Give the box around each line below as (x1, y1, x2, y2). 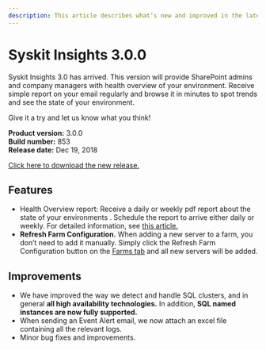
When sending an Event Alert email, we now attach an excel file (19, 316, 227, 325)
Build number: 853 (8, 137, 71, 146)
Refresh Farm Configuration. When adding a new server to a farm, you (19, 229, 253, 239)
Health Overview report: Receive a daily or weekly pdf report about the (19, 204, 251, 214)
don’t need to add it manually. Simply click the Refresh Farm (19, 238, 216, 248)
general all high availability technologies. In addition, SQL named (19, 299, 236, 309)
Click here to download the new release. (8, 160, 140, 170)
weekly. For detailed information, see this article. (19, 221, 178, 231)
